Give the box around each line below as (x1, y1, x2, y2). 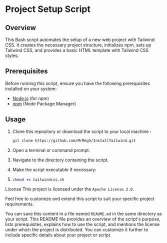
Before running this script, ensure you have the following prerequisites (5, 80, 150, 86)
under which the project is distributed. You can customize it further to (5, 226, 148, 233)
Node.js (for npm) (12, 95, 49, 101)
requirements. (5, 201, 34, 207)
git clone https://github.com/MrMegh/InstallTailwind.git (12, 138, 136, 143)
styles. (5, 52, 19, 58)
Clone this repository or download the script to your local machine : (12, 128, 151, 134)
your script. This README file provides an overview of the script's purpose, (5, 216, 161, 222)
